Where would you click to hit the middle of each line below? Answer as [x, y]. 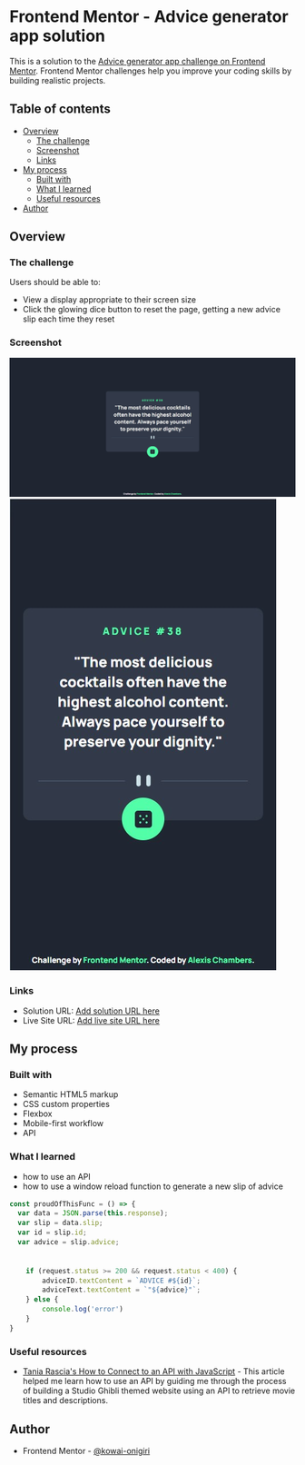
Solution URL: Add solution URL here [91, 1011]
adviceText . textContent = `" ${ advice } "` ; [122, 1290]
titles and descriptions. [65, 1401]
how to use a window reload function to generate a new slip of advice [153, 1186]
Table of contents [60, 109]
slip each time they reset [69, 319]
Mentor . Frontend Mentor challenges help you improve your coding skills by [151, 71]
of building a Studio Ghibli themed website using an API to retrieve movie [159, 1391]
